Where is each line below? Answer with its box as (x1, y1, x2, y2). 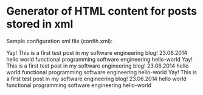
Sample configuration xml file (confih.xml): (6, 37, 113, 44)
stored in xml (6, 17, 74, 31)
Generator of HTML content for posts (6, 4, 198, 18)
